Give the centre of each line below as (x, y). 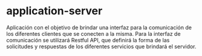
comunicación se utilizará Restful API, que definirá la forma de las (88, 40)
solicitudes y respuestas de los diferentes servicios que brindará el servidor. (101, 46)
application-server (54, 11)
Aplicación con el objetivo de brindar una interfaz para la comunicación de (99, 27)
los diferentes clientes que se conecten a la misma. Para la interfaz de (93, 33)
